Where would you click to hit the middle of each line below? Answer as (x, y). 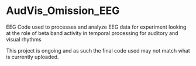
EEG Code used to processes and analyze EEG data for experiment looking (96, 27)
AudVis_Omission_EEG (63, 11)
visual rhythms (24, 39)
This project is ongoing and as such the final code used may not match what (98, 50)
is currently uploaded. (32, 57)
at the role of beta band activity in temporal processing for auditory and (92, 33)
